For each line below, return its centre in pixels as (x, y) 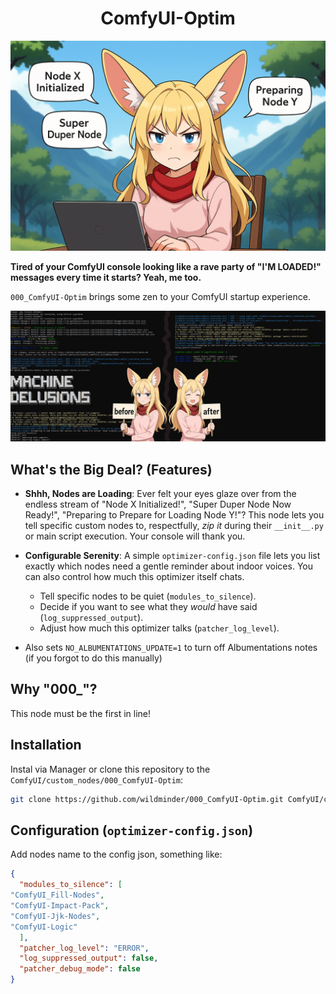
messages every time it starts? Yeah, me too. (106, 277)
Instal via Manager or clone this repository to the (110, 769)
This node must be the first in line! (81, 713)
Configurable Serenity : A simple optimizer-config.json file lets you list (172, 556)
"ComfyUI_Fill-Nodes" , (57, 895)
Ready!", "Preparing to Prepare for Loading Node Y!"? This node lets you (174, 515)
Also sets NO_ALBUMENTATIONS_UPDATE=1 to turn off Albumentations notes (171, 648)
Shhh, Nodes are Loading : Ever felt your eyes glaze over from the (160, 494)
